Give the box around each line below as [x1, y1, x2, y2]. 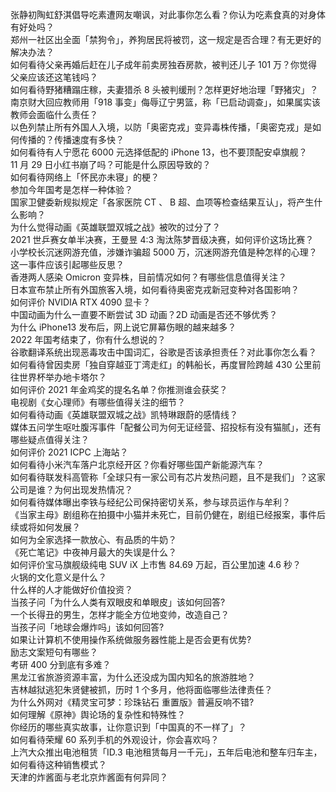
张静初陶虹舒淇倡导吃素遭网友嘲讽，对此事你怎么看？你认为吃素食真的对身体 [10, 9, 326, 20]
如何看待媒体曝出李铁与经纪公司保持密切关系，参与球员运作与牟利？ [10, 496, 291, 508]
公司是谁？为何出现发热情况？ [10, 484, 133, 495]
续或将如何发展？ [10, 521, 81, 533]
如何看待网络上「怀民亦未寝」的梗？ [10, 171, 160, 183]
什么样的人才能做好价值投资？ [10, 584, 133, 595]
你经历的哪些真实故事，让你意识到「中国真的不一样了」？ [10, 721, 247, 733]
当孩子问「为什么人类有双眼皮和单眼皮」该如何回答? [10, 596, 226, 608]
